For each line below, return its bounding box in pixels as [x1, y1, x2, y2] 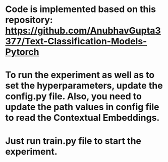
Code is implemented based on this [5, 4, 156, 15]
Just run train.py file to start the [5, 135, 142, 146]
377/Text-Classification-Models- [5, 36, 147, 47]
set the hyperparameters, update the [5, 80, 163, 92]
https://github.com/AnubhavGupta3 [5, 25, 161, 36]
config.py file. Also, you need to [5, 91, 142, 102]
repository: [5, 14, 53, 26]
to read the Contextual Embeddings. [5, 112, 160, 124]
